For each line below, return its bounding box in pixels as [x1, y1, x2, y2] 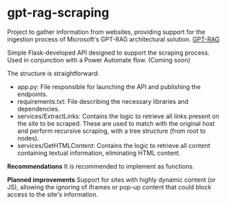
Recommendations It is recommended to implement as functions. [7, 162, 195, 170]
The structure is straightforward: [7, 69, 99, 77]
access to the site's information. [7, 190, 99, 198]
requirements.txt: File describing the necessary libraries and [17, 97, 188, 105]
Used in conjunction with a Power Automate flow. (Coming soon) [7, 55, 191, 64]
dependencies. [17, 104, 60, 113]
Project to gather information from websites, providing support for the [7, 28, 206, 36]
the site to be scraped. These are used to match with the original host [17, 119, 215, 127]
